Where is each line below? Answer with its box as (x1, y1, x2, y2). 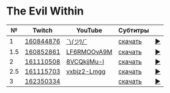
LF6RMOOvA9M (66, 47, 113, 56)
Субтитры (118, 26, 149, 34)
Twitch (32, 26, 53, 34)
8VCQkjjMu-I (66, 57, 105, 66)
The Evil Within (6, 4, 84, 18)
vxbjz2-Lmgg (66, 67, 106, 75)
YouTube (76, 26, 103, 34)
